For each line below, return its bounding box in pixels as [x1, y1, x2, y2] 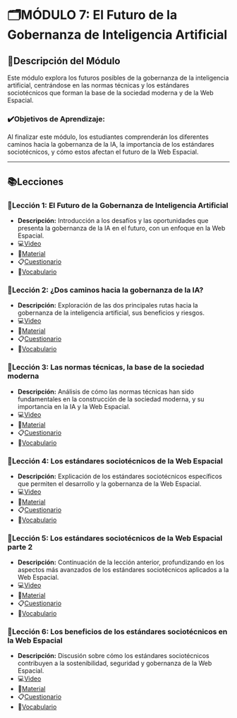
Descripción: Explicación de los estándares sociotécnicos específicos [17, 472, 222, 480]
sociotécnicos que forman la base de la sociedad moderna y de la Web [7, 89, 214, 97]
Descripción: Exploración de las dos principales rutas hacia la [17, 301, 199, 310]
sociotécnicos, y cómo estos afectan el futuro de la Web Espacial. [7, 147, 199, 157]
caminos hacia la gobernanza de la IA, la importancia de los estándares [7, 140, 214, 149]
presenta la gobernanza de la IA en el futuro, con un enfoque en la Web [17, 224, 226, 232]
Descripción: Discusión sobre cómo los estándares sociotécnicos [17, 652, 209, 660]
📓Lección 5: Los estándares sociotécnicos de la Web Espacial [7, 533, 223, 543]
